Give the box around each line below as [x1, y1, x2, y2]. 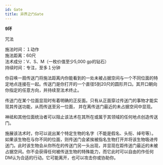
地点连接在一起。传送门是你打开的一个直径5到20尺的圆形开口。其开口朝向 [9, 81, 158, 87]
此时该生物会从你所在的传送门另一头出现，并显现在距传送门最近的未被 [17, 142, 158, 148]
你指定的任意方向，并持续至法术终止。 [5, 87, 81, 93]
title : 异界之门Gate [5, 12, 44, 17]
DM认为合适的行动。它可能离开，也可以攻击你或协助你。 [5, 154, 118, 161]
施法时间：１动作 [5, 46, 39, 52]
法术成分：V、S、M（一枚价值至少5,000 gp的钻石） [5, 58, 109, 64]
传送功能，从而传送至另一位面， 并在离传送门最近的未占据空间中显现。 [13, 103, 155, 110]
